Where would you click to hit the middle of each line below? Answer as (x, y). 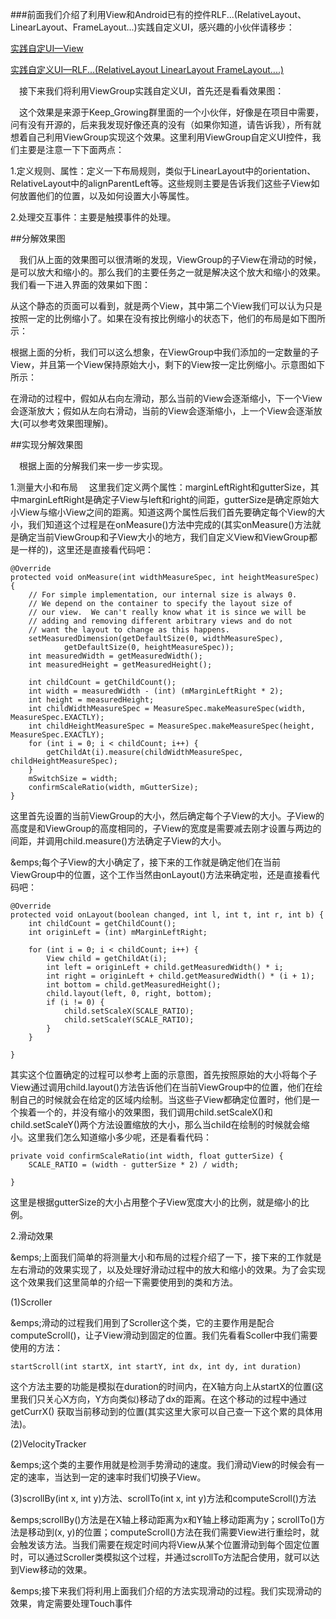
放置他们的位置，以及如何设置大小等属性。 (106, 196)
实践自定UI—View (47, 48)
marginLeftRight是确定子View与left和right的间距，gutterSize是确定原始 (164, 499)
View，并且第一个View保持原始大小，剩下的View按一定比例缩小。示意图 (159, 364)
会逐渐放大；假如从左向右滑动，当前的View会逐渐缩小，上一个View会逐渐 (162, 411)
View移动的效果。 (55, 1569)
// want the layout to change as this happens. (129, 630)
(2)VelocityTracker (48, 1444)
